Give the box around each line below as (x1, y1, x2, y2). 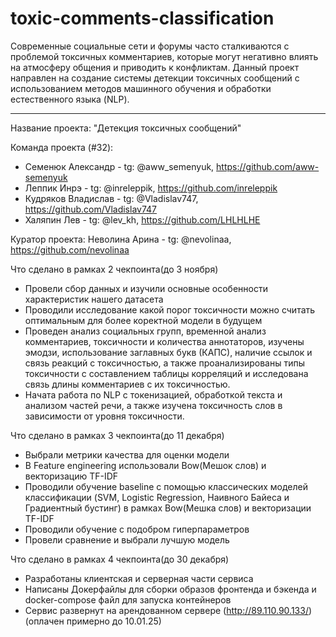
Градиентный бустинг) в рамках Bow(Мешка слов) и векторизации (24, 502, 312, 514)
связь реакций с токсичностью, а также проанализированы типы (24, 357, 306, 369)
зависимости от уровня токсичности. (24, 410, 185, 422)
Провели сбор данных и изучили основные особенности (24, 282, 268, 294)
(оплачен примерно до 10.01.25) (24, 615, 162, 627)
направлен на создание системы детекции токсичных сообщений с (10, 72, 300, 84)
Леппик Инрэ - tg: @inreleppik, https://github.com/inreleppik (24, 182, 278, 194)
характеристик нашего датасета (24, 293, 164, 305)
